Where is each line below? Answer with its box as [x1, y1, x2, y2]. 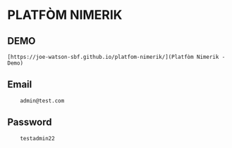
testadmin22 [20, 135, 55, 142]
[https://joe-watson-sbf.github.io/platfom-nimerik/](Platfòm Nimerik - [7, 53, 226, 60]
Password [7, 116, 52, 128]
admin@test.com [20, 97, 65, 105]
